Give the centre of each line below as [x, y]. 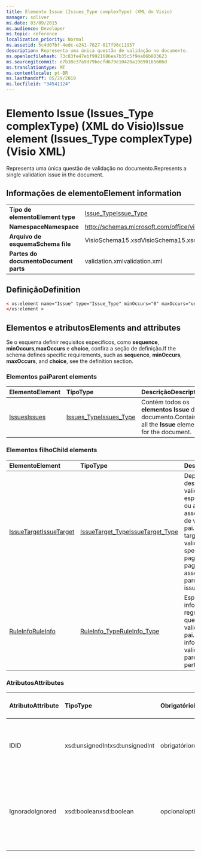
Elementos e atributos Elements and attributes [94, 327]
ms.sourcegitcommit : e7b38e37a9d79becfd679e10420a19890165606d [87, 62]
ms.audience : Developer [36, 28]
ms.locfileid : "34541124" [38, 84]
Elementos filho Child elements [52, 450]
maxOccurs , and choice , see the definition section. [70, 361]
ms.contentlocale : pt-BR [37, 73]
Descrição [156, 392]
